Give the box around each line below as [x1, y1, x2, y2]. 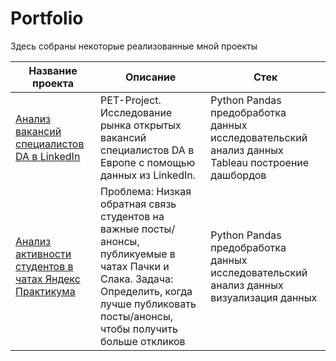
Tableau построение [210, 155, 310, 169]
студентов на [100, 209, 165, 223]
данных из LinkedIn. [100, 168, 197, 182]
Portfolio [10, 7, 84, 30]
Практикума [15, 284, 76, 298]
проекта [32, 76, 74, 90]
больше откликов [100, 334, 186, 348]
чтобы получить [100, 322, 178, 336]
